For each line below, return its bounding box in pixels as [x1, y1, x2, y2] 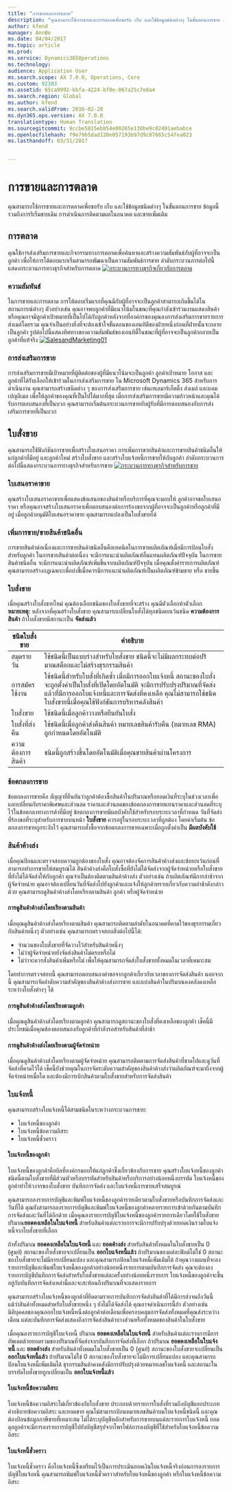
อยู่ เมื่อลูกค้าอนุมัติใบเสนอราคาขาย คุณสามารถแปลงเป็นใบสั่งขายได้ [8, 510, 157, 518]
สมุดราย [11, 652, 32, 661]
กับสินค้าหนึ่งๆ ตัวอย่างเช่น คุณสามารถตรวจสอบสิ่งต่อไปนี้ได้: [8, 927, 143, 935]
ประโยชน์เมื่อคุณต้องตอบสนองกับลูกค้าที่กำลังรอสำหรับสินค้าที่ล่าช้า [8, 1025, 155, 1033]
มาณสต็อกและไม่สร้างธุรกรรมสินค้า [44, 660, 133, 670]
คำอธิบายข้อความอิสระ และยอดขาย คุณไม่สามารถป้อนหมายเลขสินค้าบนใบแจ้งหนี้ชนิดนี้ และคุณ [8, 1407, 218, 1416]
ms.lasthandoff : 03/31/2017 [8, 138, 88, 145]
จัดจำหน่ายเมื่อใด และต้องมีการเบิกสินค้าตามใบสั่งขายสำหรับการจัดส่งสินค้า [8, 1072, 172, 1081]
